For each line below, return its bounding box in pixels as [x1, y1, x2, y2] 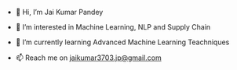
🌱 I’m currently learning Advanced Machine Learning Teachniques [15, 37, 230, 47]
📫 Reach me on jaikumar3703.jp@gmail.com [15, 53, 162, 62]
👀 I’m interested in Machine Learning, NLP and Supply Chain [15, 23, 211, 31]
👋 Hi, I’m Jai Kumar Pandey [15, 8, 104, 16]
